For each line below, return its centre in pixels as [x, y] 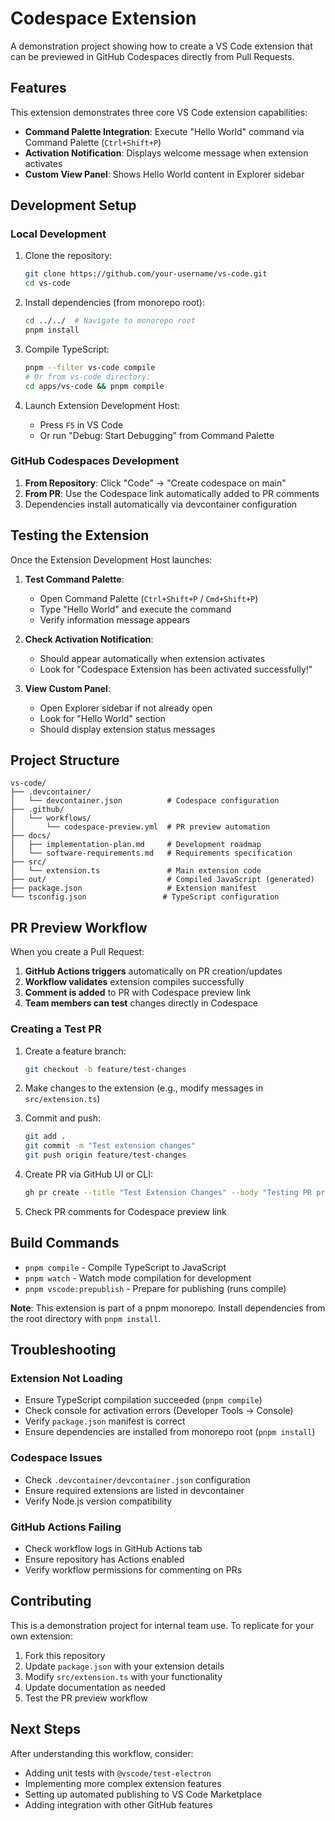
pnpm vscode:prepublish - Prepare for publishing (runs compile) [155, 1288]
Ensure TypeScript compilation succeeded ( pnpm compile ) [143, 1400]
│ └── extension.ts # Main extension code [136, 871]
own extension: [41, 1636]
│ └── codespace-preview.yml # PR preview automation [140, 827]
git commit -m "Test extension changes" [110, 1146]
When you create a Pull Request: [77, 952]
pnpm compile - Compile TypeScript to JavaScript [125, 1267]
